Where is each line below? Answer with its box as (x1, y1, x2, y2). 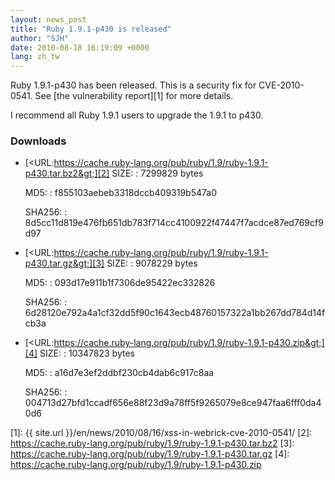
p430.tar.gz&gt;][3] (24, 257, 105, 270)
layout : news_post (10, 14, 87, 25)
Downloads (10, 134, 67, 148)
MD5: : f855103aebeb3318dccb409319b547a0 (24, 187, 218, 199)
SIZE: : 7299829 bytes (111, 167, 204, 180)
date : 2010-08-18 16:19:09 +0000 (10, 42, 150, 53)
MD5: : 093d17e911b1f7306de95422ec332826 (24, 277, 216, 289)
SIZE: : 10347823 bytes (39, 347, 135, 360)
